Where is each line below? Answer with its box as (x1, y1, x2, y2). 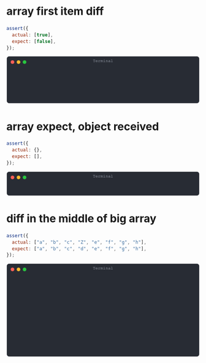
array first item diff (6, 4, 104, 18)
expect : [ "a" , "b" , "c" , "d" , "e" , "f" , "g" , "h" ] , (12, 245, 147, 252)
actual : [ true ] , (12, 32, 53, 38)
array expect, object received (6, 120, 159, 133)
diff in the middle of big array (6, 212, 157, 226)
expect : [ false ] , (12, 38, 56, 44)
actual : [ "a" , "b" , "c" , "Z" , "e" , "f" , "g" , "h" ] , (12, 239, 147, 245)
